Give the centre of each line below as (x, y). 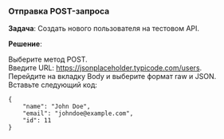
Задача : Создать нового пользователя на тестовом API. (104, 29)
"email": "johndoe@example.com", (78, 113)
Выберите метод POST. (48, 60)
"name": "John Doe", (57, 107)
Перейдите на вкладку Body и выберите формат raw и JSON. (112, 77)
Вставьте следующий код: (53, 85)
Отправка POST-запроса (59, 11)
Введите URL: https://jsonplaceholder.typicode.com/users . (105, 68)
